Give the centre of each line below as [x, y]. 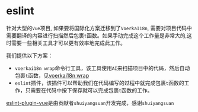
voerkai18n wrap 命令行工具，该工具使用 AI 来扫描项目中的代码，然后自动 [102, 68]
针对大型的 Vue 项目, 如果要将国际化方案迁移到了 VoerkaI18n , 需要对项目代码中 [99, 28]
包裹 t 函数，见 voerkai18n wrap [52, 75]
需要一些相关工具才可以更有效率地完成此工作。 [68, 43]
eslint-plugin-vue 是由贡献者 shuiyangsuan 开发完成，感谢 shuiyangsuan [90, 103]
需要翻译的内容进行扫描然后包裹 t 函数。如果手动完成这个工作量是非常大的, [97, 35]
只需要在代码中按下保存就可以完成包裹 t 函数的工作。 [89, 90]
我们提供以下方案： [30, 55]
